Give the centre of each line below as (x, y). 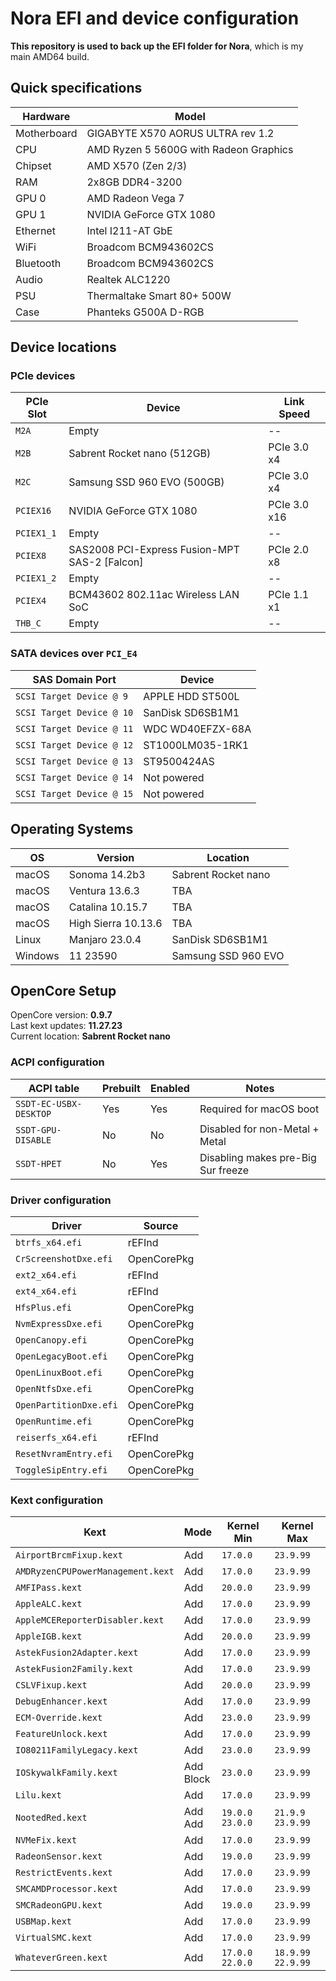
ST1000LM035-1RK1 (196, 745)
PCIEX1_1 (36, 533)
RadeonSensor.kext (59, 1856)
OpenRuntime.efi (54, 1421)
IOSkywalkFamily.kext (66, 1773)
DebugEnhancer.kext (61, 1701)
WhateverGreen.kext (61, 1958)
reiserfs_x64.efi (56, 1437)
